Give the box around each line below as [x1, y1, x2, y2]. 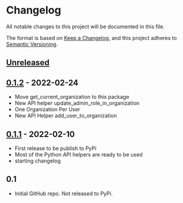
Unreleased [6, 58, 50, 68]
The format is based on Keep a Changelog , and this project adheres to [6, 34, 177, 41]
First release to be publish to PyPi [14, 145, 97, 152]
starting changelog [14, 157, 61, 164]
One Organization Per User [14, 106, 81, 113]
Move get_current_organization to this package [14, 94, 130, 101]
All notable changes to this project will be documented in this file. [6, 23, 165, 30]
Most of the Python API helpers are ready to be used [14, 151, 143, 158]
